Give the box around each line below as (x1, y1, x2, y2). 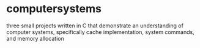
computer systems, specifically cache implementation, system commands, (6, 28, 194, 35)
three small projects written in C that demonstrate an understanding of (6, 22, 183, 29)
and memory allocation (6, 35, 64, 42)
